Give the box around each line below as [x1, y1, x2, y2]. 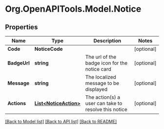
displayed [85, 86, 108, 92]
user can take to [85, 100, 123, 107]
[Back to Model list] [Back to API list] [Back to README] [5, 119, 117, 124]
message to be [85, 80, 120, 86]
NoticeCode [34, 45, 63, 52]
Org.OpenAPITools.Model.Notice [5, 3, 142, 15]
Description [93, 38, 122, 44]
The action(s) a [85, 94, 121, 101]
